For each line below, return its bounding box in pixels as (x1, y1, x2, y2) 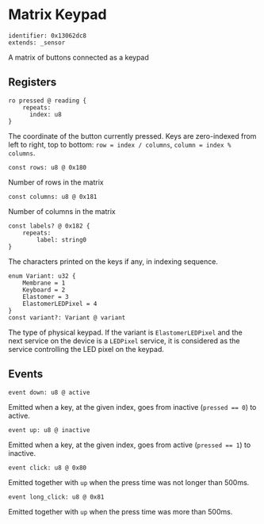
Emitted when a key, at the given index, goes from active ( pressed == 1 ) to (8, 440, 251, 449)
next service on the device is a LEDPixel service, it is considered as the (8, 335, 240, 346)
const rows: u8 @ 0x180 (8, 163, 87, 171)
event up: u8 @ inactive (8, 426, 90, 434)
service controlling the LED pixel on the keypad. (8, 344, 165, 354)
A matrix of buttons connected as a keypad (8, 52, 149, 62)
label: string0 (36, 235, 87, 243)
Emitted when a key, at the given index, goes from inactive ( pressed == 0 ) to (8, 402, 257, 411)
